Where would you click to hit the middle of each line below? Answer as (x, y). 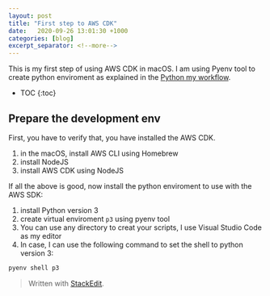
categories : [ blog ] (41, 38)
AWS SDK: (26, 194)
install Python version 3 (59, 210)
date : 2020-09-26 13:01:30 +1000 (68, 31)
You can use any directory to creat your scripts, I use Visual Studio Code (141, 227)
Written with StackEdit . (66, 283)
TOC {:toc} (38, 93)
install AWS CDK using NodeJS (72, 170)
